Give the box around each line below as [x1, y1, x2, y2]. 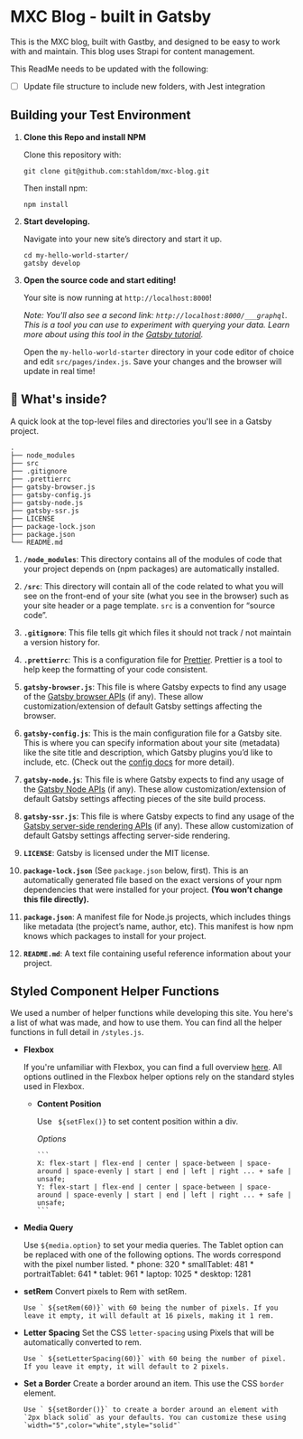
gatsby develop [23, 259, 81, 268]
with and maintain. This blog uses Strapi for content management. [10, 45, 255, 56]
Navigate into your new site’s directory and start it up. [23, 233, 223, 244]
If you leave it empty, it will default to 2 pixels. [23, 1362, 230, 1371]
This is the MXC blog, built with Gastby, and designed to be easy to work [10, 36, 280, 47]
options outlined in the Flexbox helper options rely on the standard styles [23, 1071, 295, 1082]
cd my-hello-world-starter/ [23, 250, 129, 259]
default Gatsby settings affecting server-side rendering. [23, 830, 231, 841]
